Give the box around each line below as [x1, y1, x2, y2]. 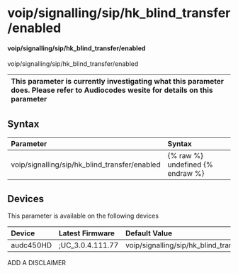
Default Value [125, 228, 172, 238]
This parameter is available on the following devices [7, 211, 159, 221]
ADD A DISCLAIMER [7, 259, 66, 267]
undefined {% [167, 160, 214, 169]
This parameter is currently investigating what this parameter [11, 77, 225, 87]
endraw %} [167, 169, 205, 179]
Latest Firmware [58, 228, 115, 238]
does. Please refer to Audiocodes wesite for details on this [11, 85, 213, 95]
